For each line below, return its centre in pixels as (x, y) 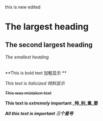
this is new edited (23, 7)
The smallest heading (27, 57)
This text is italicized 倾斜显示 (35, 83)
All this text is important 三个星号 (39, 113)
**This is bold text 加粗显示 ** (36, 73)
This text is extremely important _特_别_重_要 (51, 103)
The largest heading (47, 27)
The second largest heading (49, 45)
